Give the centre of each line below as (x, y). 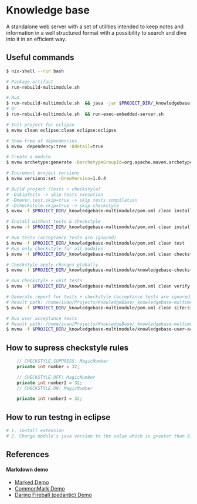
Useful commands (40, 57)
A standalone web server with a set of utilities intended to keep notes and (95, 26)
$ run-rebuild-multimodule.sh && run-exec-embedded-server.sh (85, 114)
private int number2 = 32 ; (50, 383)
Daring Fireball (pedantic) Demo (53, 495)
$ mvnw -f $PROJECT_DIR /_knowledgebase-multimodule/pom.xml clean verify (98, 286)
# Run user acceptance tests (42, 318)
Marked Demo (32, 482)
